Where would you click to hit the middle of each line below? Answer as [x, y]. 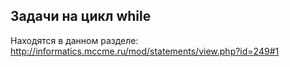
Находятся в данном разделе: [74, 40]
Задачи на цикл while [81, 16]
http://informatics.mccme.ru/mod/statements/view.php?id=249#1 [145, 51]
